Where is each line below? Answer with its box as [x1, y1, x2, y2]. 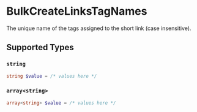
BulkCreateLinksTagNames [6, 4, 147, 18]
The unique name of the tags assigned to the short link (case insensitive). [6, 24, 191, 32]
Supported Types [6, 42, 75, 53]
